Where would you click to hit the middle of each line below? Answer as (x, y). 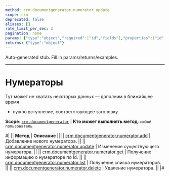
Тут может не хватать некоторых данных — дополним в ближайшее (79, 96)
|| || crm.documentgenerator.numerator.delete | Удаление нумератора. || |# (85, 168)
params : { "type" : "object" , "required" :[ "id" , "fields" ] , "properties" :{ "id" (85, 38)
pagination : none (24, 33)
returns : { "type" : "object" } (35, 43)
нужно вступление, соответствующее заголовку (65, 111)
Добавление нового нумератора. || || (46, 141)
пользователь (19, 126)
